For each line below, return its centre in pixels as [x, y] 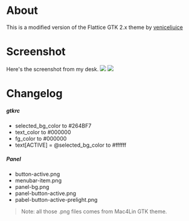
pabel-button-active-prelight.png [56, 200]
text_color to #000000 [43, 132]
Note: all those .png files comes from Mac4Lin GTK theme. [94, 211]
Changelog [34, 94]
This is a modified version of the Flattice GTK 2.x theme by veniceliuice [94, 27]
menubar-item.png [38, 181]
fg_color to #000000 [41, 139]
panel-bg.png [32, 187]
